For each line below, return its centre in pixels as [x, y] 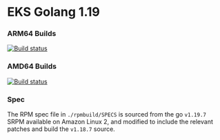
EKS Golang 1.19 [53, 12]
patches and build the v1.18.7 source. [61, 129]
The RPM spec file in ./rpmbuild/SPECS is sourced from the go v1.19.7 [107, 114]
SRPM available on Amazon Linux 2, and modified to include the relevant [110, 122]
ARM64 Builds [32, 34]
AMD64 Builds [32, 66]
